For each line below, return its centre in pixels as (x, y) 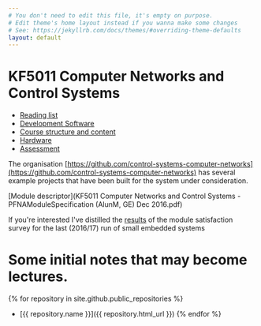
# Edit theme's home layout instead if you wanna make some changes (123, 23)
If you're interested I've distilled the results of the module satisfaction (121, 220)
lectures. (38, 277)
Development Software (57, 124)
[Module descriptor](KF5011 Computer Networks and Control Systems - (125, 196)
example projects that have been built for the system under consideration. (128, 181)
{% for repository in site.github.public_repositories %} (96, 299)
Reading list (39, 115)
